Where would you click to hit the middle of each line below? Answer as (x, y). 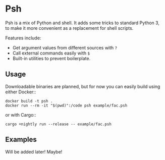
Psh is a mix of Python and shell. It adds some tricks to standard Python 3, (82, 23)
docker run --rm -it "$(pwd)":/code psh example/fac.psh (66, 105)
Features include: (23, 38)
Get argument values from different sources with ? (65, 47)
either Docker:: (21, 92)
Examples (21, 140)
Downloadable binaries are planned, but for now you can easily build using (83, 86)
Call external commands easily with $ (51, 53)
